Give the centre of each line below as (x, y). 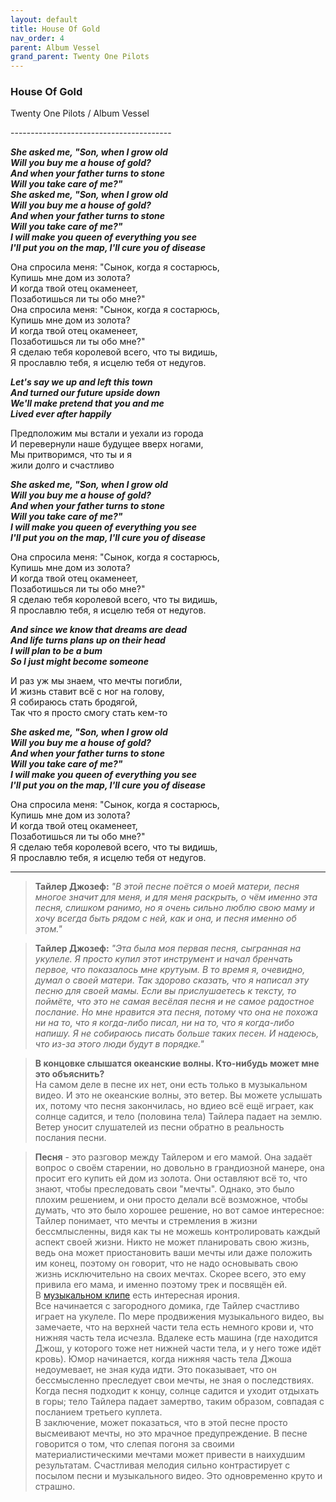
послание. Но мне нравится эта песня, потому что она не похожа (176, 1012)
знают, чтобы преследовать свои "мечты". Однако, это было (164, 1189)
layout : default (44, 19)
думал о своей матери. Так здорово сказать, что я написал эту (172, 980)
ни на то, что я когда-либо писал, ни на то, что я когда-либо (164, 1023)
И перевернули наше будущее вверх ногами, (107, 444)
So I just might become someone (79, 662)
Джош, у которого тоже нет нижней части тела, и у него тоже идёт (178, 1348)
